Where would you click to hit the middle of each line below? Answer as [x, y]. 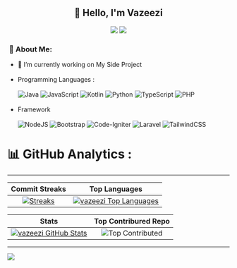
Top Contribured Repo [132, 221]
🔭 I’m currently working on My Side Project [80, 65]
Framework [34, 109]
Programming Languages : [56, 80]
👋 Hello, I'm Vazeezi [119, 13]
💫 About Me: [31, 49]
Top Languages [116, 189]
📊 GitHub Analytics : [70, 154]
